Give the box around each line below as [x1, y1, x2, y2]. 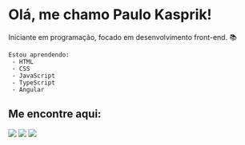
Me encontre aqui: [8, 108, 102, 121]
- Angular [11, 85, 45, 93]
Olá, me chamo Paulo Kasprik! [8, 6, 212, 24]
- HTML [11, 57, 34, 65]
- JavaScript [11, 72, 56, 80]
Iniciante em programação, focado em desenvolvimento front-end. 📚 [8, 32, 238, 41]
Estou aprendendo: [8, 50, 70, 59]
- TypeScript [11, 78, 56, 87]
